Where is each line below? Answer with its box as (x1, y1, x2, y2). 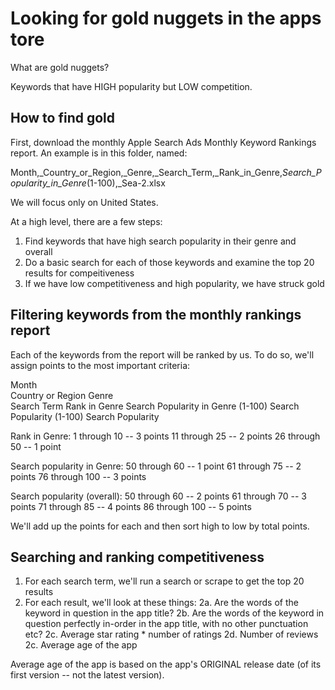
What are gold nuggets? (10, 61, 110, 73)
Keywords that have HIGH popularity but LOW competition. (10, 80, 253, 92)
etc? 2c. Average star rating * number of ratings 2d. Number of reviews (24, 628, 319, 641)
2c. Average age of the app (24, 639, 138, 651)
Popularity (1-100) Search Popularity (10, 410, 160, 422)
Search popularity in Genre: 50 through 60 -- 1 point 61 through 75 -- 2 (10, 460, 302, 472)
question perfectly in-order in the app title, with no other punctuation (24, 618, 309, 630)
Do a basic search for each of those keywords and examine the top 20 (24, 256, 315, 268)
